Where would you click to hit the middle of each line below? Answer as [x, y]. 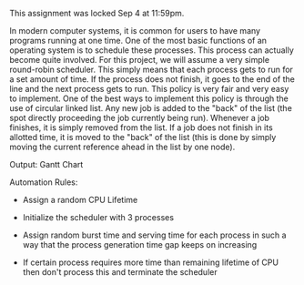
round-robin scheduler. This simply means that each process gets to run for [152, 69]
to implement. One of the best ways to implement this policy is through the [149, 98]
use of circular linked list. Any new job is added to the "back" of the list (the [151, 108]
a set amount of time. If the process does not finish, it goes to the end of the [152, 79]
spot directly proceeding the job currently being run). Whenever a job [140, 118]
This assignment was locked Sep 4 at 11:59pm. [97, 13]
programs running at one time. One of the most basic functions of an [138, 41]
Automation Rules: [44, 182]
